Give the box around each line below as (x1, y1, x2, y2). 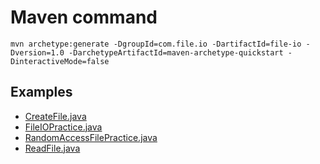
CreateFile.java (24, 110, 87, 122)
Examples (10, 84, 73, 101)
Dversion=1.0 (10, 47, 65, 58)
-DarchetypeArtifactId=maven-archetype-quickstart (68, 47, 284, 58)
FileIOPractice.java (24, 121, 103, 133)
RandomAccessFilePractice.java (24, 131, 158, 143)
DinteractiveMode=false (10, 56, 110, 66)
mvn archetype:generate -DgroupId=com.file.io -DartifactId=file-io (10, 39, 302, 49)
